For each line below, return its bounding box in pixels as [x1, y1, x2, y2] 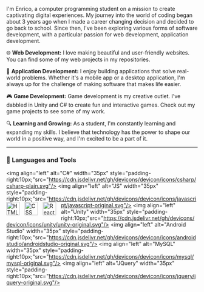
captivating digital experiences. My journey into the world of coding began [6, 12, 193, 19]
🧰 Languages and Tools [6, 156, 76, 164]
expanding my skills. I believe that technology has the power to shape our [6, 128, 190, 136]
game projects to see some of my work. [6, 108, 106, 114]
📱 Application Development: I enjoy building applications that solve [6, 68, 176, 75]
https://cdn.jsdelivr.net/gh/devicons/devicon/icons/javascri [48, 195, 197, 202]
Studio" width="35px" [6, 227, 62, 235]
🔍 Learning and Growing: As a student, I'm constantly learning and [6, 120, 176, 127]
